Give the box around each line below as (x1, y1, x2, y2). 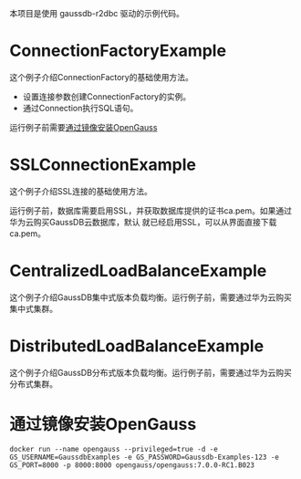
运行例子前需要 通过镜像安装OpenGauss (9, 121, 158, 132)
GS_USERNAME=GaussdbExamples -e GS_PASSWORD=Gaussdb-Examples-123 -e (9, 453, 280, 462)
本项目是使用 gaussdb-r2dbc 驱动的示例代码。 (9, 8, 184, 18)
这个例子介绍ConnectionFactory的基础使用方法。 (9, 71, 193, 82)
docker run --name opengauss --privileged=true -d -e (9, 444, 219, 453)
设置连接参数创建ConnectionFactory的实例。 (22, 90, 192, 102)
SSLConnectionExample (9, 154, 196, 175)
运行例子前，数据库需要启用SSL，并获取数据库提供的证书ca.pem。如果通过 (9, 204, 292, 216)
